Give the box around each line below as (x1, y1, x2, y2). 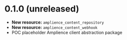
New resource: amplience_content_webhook (11, 24, 98, 30)
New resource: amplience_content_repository (11, 19, 104, 25)
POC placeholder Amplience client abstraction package (11, 29, 123, 35)
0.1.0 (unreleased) (4, 3, 79, 14)
